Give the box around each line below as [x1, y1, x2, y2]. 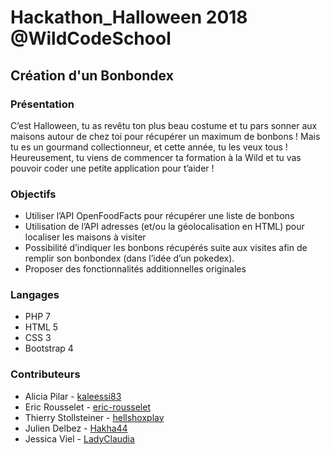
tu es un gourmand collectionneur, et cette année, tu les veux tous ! [10, 141, 288, 153]
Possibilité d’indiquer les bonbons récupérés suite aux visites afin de [24, 242, 308, 254]
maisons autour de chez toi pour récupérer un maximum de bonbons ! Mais [10, 130, 321, 142]
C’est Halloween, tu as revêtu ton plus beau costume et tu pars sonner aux [10, 119, 318, 131]
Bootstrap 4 [24, 342, 74, 355]
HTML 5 [24, 321, 59, 333]
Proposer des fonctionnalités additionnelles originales [24, 263, 247, 275]
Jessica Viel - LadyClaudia [24, 432, 135, 445]
